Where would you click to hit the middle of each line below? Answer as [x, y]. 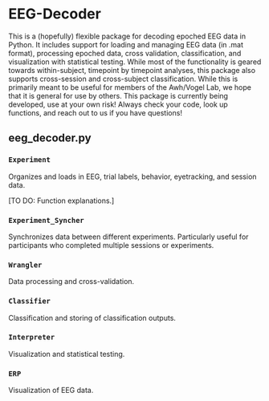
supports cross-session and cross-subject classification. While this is [123, 79]
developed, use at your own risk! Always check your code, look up [118, 104]
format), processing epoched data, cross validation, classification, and [125, 53]
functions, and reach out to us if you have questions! [96, 112]
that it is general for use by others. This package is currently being [118, 95]
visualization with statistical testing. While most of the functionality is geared [135, 62]
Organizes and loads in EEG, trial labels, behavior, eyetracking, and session [132, 176]
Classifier [29, 301]
